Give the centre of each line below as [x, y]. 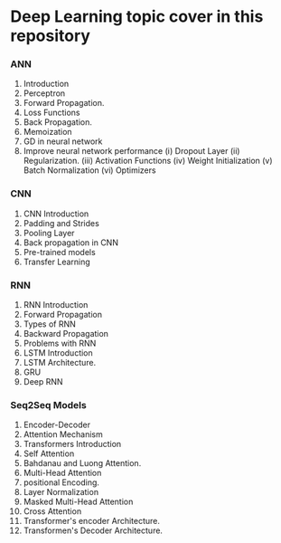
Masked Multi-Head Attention [78, 502]
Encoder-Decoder [57, 425]
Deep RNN [43, 382]
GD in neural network [63, 141]
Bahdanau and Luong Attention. [82, 463]
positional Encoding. [61, 482]
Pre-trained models [59, 252]
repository [51, 36]
